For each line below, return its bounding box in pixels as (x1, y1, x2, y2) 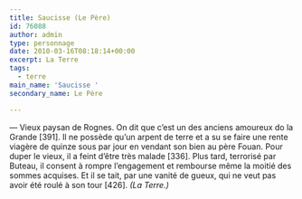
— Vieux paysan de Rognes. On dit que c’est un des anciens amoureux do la (9, 121, 294, 132)
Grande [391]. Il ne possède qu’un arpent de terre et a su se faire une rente (9, 131, 288, 142)
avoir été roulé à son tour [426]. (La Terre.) (9, 179, 170, 190)
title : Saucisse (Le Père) (9, 13, 111, 23)
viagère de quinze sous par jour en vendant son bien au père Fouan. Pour (9, 141, 283, 152)
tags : (9, 64, 30, 73)
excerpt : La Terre (9, 55, 79, 64)
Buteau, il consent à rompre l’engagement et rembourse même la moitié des (9, 160, 292, 171)
